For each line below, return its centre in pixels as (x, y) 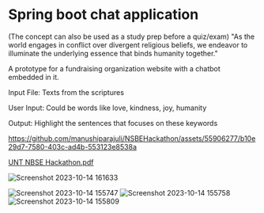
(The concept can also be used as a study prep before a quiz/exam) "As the (132, 36)
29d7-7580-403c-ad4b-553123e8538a (72, 146)
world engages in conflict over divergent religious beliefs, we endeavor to (128, 44)
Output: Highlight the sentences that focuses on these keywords (113, 123)
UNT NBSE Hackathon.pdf (51, 162)
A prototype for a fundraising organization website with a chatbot (115, 68)
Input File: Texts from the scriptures (66, 92)
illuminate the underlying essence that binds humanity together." (113, 53)
